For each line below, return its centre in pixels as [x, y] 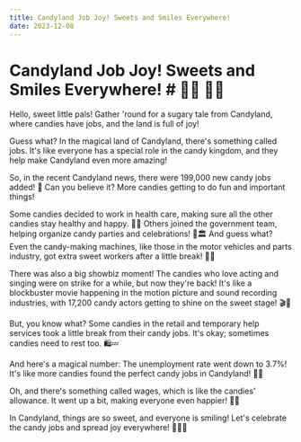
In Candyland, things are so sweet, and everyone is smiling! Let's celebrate [148, 418]
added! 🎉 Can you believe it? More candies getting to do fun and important [147, 187]
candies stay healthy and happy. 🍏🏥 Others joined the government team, [143, 224]
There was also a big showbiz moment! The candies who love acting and [144, 274]
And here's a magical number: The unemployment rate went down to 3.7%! [148, 364]
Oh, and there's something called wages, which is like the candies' [133, 391]
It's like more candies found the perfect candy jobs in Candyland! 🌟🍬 [137, 374]
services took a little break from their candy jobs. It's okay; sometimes [139, 333]
